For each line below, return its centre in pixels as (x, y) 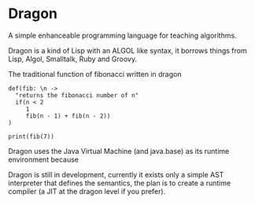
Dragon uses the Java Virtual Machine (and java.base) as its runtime (119, 151)
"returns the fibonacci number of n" (77, 95)
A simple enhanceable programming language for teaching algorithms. (123, 35)
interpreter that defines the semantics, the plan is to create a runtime (120, 183)
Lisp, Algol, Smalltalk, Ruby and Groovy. (73, 59)
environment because (43, 159)
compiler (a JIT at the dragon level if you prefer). (87, 191)
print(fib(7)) (31, 137)
